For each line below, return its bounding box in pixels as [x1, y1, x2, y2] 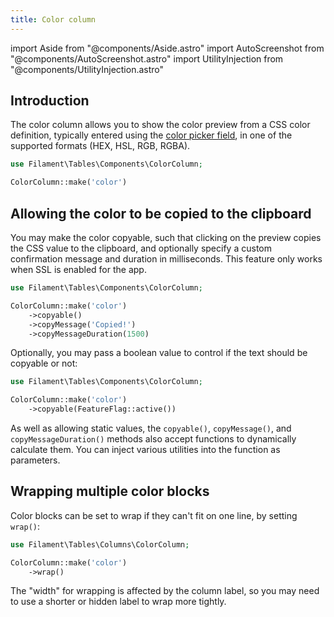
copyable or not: [10, 357, 78, 370]
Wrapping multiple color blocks [10, 483, 210, 500]
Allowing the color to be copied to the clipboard [10, 205, 312, 222]
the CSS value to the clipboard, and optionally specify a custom [10, 242, 272, 254]
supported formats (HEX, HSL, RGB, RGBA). [10, 140, 191, 152]
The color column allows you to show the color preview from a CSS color [10, 119, 311, 131]
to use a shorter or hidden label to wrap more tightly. [10, 596, 227, 608]
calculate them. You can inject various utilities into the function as [10, 444, 281, 455]
